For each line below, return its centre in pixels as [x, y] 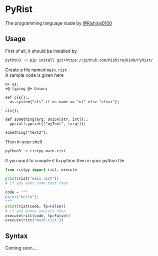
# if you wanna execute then [35, 211]
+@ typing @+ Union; [27, 89]
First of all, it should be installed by [41, 51]
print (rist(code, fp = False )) [35, 206]
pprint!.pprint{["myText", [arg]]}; [48, 124]
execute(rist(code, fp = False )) [38, 216]
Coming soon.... [21, 248]
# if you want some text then [37, 183]
